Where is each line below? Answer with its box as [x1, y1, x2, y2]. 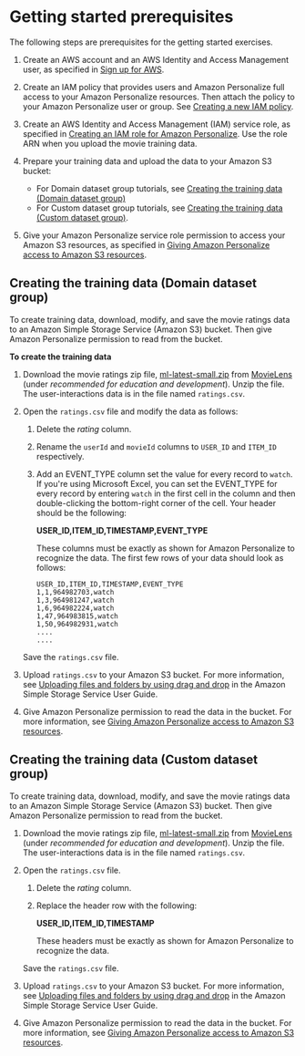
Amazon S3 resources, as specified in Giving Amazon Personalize [22, 239, 270, 250]
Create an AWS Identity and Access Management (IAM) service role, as [22, 119, 291, 129]
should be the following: [36, 507, 127, 518]
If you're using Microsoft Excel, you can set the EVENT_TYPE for [36, 478, 278, 489]
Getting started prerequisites [9, 6, 234, 27]
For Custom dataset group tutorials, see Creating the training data [36, 202, 284, 213]
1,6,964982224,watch [36, 604, 115, 613]
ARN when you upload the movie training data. [22, 138, 198, 149]
